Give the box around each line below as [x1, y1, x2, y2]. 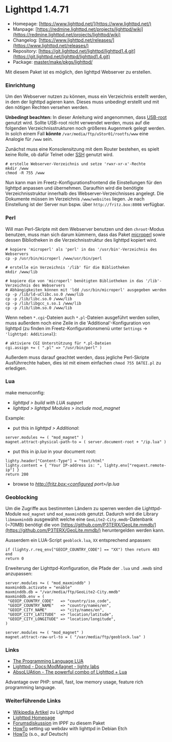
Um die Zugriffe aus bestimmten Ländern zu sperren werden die [5, 505, 141, 512]
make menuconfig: [5, 389, 45, 395]
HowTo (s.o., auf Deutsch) [12, 731, 68, 737]
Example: [5, 415, 25, 421]
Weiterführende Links [5, 697, 61, 704]
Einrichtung [5, 81, 35, 88]
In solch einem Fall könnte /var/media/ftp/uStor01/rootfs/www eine [5, 131, 149, 137]
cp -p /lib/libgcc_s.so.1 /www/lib [5, 301, 82, 306]
